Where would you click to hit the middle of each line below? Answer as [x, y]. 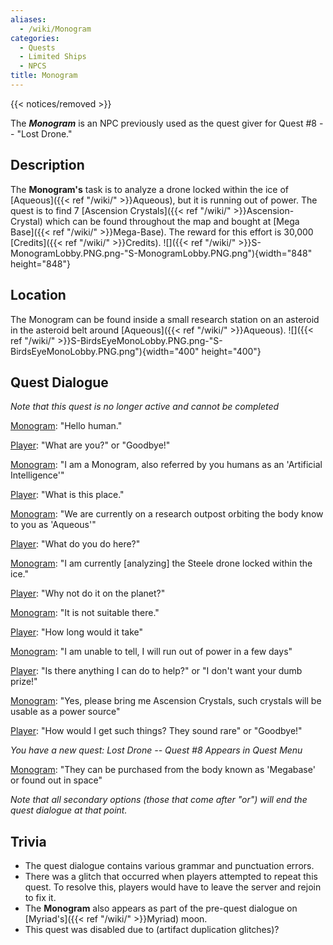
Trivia [28, 841]
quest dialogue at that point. [69, 810]
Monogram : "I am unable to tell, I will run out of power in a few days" [151, 652]
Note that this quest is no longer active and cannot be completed [145, 407]
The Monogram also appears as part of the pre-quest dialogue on [161, 908]
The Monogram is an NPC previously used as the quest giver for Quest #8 [163, 123]
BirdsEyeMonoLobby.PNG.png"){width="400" [105, 351]
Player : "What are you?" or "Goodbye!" [90, 445]
